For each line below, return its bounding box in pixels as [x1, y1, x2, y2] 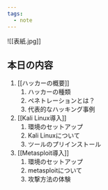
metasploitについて [27, 166, 82, 175]
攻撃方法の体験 [27, 175, 71, 184]
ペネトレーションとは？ [27, 96, 95, 105]
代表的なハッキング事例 [27, 105, 95, 114]
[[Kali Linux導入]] [17, 114, 67, 122]
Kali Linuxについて [27, 131, 80, 140]
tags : [7, 10, 23, 17]
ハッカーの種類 [27, 88, 71, 96]
